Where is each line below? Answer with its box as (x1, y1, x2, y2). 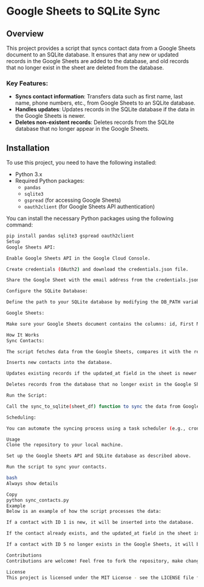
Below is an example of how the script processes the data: (6, 509, 162, 515)
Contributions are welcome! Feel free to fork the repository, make (6, 558, 183, 564)
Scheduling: (6, 414, 36, 421)
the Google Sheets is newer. (15, 112, 86, 120)
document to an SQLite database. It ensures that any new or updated (6, 51, 179, 58)
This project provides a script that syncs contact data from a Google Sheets (6, 44, 196, 52)
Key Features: (6, 79, 49, 88)
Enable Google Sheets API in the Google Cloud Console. (6, 255, 151, 261)
